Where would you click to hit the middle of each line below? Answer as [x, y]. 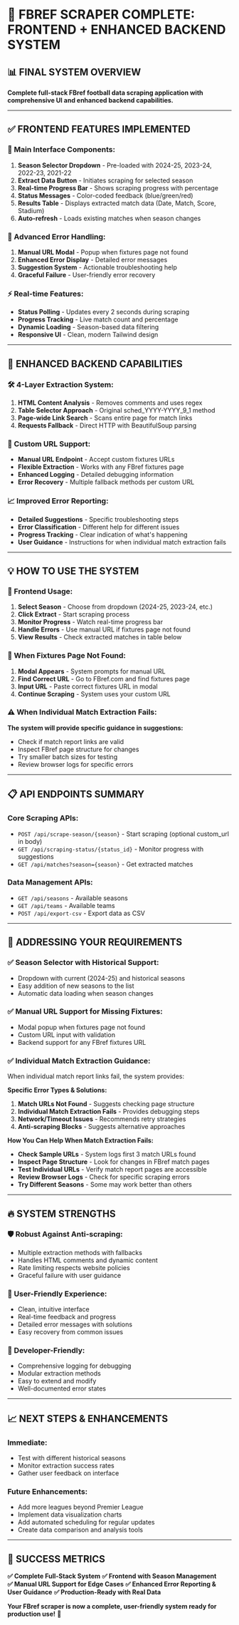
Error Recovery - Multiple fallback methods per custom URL [106, 482]
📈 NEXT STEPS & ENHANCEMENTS [88, 1419]
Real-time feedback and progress [67, 1317]
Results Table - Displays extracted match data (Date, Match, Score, [117, 203]
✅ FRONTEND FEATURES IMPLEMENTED [99, 129]
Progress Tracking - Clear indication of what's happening [102, 535]
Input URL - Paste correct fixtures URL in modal [87, 686]
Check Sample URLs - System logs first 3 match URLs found [107, 1155]
